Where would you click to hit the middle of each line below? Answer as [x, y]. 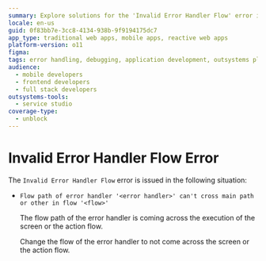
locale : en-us [32, 23]
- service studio [44, 104]
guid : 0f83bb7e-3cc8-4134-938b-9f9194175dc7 [83, 30]
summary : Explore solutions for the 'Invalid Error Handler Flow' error [131, 15]
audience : [25, 67]
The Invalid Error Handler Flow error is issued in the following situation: [128, 180]
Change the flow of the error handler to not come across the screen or [134, 241]
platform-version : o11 [46, 45]
